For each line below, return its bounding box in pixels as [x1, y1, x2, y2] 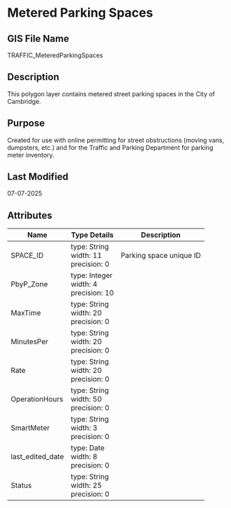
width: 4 [70, 279, 98, 289]
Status [10, 481, 32, 491]
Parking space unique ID [121, 251, 201, 261]
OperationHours [10, 394, 64, 404]
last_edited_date [10, 452, 64, 461]
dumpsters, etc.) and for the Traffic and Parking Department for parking [7, 143, 214, 151]
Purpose [7, 117, 45, 130]
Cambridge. [7, 97, 42, 105]
